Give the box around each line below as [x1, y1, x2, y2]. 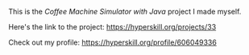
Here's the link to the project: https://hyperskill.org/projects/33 [8, 22, 217, 31]
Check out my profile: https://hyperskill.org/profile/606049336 [8, 37, 218, 47]
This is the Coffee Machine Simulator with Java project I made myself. [8, 7, 242, 16]
